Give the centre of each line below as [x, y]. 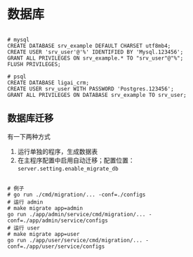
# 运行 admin [25, 202]
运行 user [27, 228]
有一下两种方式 [29, 136]
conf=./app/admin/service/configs [58, 220]
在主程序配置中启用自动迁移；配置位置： [76, 160]
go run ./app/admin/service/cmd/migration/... [76, 214]
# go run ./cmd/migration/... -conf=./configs [76, 195]
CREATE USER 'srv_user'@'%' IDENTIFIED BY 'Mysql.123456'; [95, 52]
